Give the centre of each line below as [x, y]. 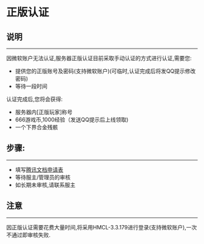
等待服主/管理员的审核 [43, 177]
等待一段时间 [31, 86]
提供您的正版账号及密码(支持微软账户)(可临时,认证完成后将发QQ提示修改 [105, 71]
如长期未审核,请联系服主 [45, 185]
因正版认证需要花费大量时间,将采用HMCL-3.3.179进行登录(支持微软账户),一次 [102, 227]
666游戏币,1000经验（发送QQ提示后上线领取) [72, 120]
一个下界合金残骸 [36, 127]
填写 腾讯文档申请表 [39, 169]
